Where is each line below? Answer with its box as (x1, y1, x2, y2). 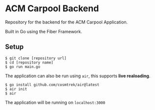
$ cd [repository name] (5, 60, 54, 65)
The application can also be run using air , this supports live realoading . (5, 73, 151, 79)
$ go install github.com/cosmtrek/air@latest (5, 82, 99, 87)
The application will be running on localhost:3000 (5, 99, 106, 105)
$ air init (5, 87, 27, 91)
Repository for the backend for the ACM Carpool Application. (5, 19, 128, 25)
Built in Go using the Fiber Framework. (5, 28, 82, 34)
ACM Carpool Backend (5, 3, 99, 14)
